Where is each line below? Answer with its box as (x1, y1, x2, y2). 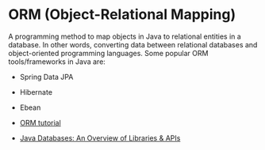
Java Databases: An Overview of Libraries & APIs (19, 133, 181, 143)
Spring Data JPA (19, 72, 74, 81)
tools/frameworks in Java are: (8, 57, 106, 66)
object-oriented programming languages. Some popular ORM (8, 48, 209, 58)
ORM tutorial (19, 118, 61, 127)
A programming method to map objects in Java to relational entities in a (8, 32, 242, 41)
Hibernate (19, 87, 53, 96)
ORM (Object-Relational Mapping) (8, 6, 236, 24)
